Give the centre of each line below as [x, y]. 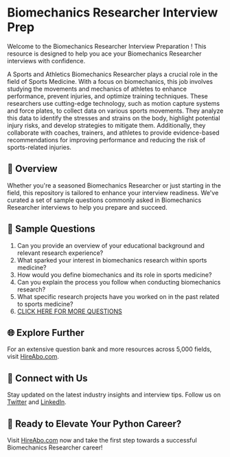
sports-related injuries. [39, 147]
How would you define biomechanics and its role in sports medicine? [114, 275]
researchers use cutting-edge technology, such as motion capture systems [114, 103]
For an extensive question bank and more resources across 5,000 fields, [110, 349]
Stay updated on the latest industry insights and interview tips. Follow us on [114, 395]
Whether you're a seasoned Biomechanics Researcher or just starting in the [114, 185]
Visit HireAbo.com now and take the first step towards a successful [102, 440]
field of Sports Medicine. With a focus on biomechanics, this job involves [110, 81]
